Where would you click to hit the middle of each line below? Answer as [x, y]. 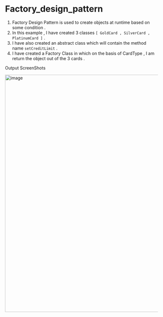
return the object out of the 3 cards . [48, 58]
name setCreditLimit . [35, 48]
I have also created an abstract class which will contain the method [79, 43]
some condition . [29, 27]
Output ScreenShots [25, 68]
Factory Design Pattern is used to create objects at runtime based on [81, 22]
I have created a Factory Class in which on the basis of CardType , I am [83, 53]
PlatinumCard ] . [29, 38]
